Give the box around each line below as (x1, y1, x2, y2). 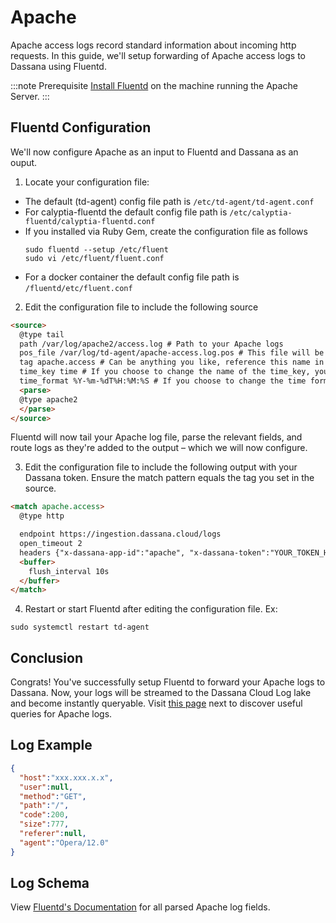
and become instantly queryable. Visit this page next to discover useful (10, 697, 303, 710)
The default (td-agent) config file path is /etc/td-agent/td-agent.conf (24, 195, 315, 207)
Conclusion (10, 649, 84, 666)
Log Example (10, 737, 93, 754)
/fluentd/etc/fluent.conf (24, 283, 133, 293)
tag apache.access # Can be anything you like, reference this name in (19, 357, 325, 368)
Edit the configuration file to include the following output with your (24, 461, 298, 473)
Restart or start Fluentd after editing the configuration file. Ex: (24, 603, 278, 615)
